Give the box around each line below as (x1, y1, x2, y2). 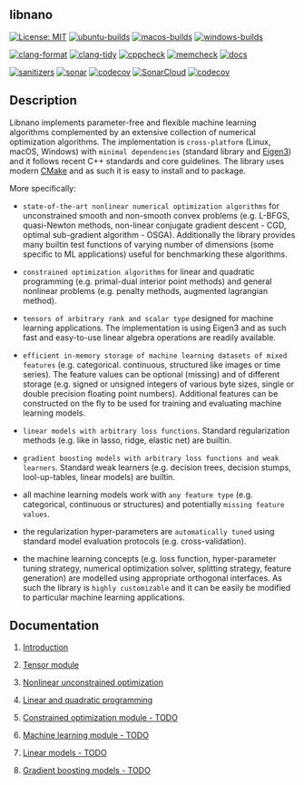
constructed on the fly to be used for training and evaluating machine (22, 397, 282, 408)
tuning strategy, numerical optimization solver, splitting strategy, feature (22, 563, 292, 574)
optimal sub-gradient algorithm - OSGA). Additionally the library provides (22, 229, 296, 240)
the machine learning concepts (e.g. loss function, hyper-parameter (22, 553, 277, 564)
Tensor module (22, 660, 80, 671)
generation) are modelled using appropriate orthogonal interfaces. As (22, 572, 283, 584)
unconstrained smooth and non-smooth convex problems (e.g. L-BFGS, (22, 210, 290, 221)
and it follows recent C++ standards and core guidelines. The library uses (9, 155, 284, 166)
